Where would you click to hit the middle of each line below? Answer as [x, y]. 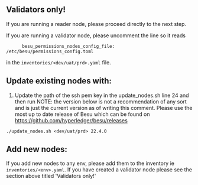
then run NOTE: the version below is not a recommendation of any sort [101, 101]
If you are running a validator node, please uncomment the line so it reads [96, 35]
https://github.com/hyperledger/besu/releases [71, 120]
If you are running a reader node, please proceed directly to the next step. [96, 24]
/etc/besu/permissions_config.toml [50, 51]
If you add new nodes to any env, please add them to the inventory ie [90, 163]
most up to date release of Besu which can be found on [82, 114]
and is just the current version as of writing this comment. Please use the [103, 108]
